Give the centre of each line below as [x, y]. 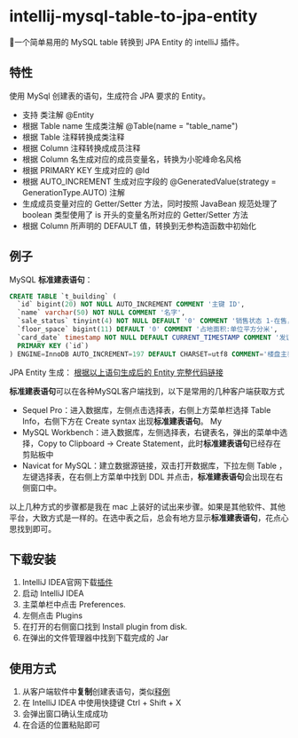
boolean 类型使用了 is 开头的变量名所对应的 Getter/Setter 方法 [135, 214]
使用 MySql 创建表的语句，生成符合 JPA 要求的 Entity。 [110, 96]
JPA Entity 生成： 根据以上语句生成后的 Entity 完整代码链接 [117, 372]
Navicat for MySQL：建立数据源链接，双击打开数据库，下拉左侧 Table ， [154, 465]
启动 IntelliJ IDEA [53, 593]
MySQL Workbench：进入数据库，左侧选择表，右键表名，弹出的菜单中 [151, 432]
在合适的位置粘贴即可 [61, 725]
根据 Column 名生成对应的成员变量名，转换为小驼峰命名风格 [132, 159]
